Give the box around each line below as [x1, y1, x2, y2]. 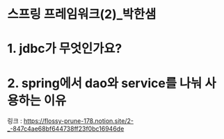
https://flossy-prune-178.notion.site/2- [23, 117, 134, 125]
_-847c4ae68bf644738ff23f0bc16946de [7, 124, 125, 133]
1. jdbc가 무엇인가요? [7, 41, 122, 56]
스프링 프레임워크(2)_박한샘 [7, 6, 157, 22]
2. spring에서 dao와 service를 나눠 [7, 75, 202, 91]
